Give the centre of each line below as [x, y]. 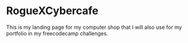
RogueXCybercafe [52, 11]
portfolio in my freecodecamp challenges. [57, 33]
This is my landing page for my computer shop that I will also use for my [94, 27]
